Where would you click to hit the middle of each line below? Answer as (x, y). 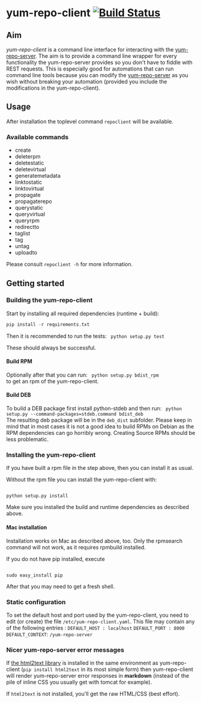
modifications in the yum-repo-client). (53, 88)
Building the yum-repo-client (49, 300)
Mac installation (27, 527)
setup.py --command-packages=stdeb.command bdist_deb (75, 414)
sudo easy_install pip (34, 575)
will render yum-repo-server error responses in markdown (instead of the (98, 676)
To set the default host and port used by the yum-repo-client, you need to (97, 615)
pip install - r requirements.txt (48, 324)
